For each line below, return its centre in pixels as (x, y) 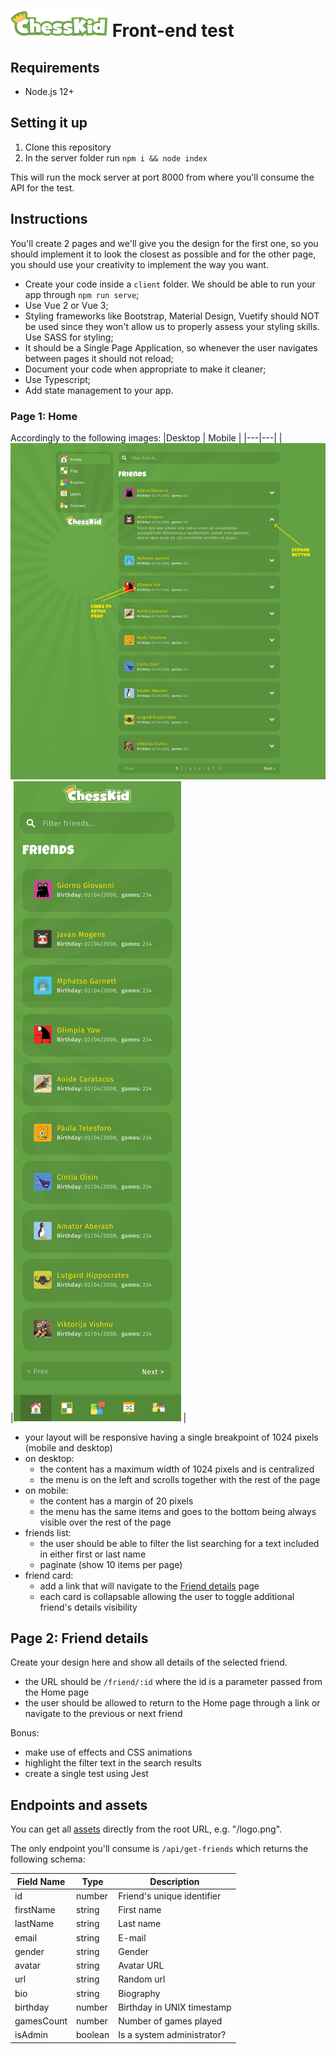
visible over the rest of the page (105, 1522)
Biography (139, 1993)
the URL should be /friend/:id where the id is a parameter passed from (173, 1682)
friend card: (49, 1575)
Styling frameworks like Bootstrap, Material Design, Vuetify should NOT (172, 316)
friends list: (48, 1532)
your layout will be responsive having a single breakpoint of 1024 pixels (171, 1437)
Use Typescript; (58, 379)
